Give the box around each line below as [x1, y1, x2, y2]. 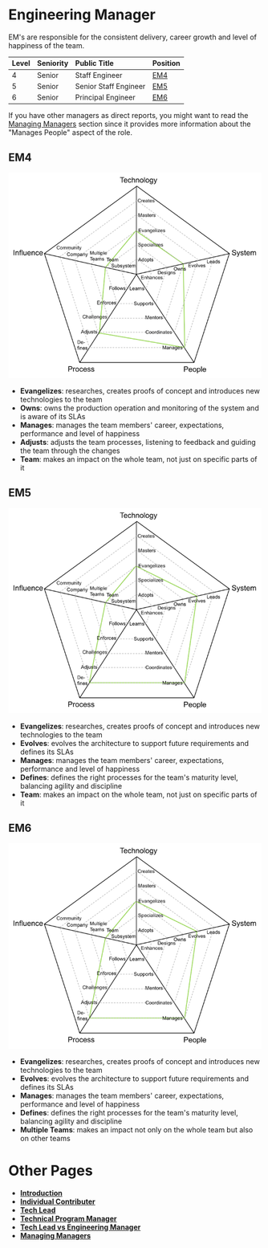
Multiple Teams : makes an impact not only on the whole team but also [19, 1124, 254, 1134]
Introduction [19, 1188, 63, 1197]
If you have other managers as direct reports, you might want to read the [8, 110, 249, 120]
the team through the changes [19, 446, 120, 455]
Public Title [75, 59, 114, 68]
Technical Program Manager [19, 1213, 117, 1223]
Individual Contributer [19, 1197, 95, 1206]
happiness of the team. [8, 40, 85, 50]
